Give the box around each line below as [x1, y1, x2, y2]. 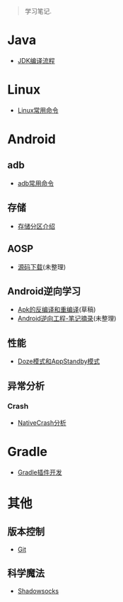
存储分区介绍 [17, 222, 55, 230]
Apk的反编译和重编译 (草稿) [17, 305, 96, 314]
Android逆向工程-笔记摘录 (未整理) [17, 314, 117, 323]
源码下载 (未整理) [17, 262, 66, 271]
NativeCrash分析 [17, 418, 66, 427]
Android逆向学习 [7, 285, 81, 297]
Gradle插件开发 [17, 467, 62, 477]
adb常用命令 [17, 178, 54, 187]
